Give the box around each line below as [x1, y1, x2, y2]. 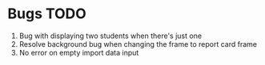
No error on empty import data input [18, 48, 139, 57]
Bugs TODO [7, 5, 87, 23]
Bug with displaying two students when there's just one [18, 31, 202, 40]
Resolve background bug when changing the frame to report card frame [18, 39, 258, 48]
